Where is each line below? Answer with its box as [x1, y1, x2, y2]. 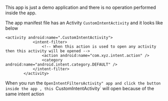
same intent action [5, 91, 44, 97]
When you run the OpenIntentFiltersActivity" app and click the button [5, 80, 161, 86]
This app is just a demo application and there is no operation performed [5, 5, 156, 10]
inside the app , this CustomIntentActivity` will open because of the [5, 86, 154, 91]
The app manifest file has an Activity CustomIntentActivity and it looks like [5, 20, 163, 26]
